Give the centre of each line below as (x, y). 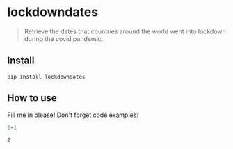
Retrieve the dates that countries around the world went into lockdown (125, 31)
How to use (32, 98)
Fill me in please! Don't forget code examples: (73, 115)
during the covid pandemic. (64, 38)
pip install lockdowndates (46, 77)
